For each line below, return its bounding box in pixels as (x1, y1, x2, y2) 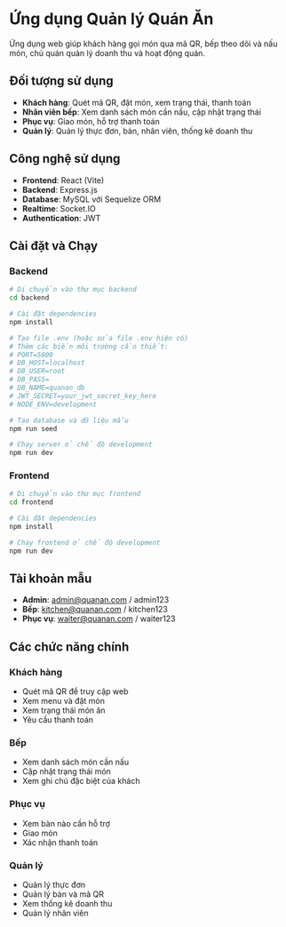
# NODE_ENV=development (9, 400, 98, 409)
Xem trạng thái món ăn (21, 705, 106, 715)
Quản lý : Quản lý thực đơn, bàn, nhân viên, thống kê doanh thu (21, 125, 253, 136)
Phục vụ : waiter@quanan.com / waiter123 (21, 613, 176, 624)
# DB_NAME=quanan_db (9, 383, 86, 392)
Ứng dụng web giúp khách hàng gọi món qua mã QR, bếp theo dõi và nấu (9, 38, 278, 49)
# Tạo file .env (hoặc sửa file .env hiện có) (9, 333, 189, 342)
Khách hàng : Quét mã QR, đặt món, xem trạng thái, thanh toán (21, 97, 251, 108)
